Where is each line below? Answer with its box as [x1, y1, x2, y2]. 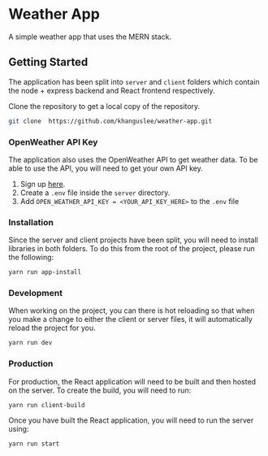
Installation [8, 216, 54, 228]
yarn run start [8, 440, 60, 448]
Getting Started [8, 55, 89, 69]
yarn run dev [8, 339, 53, 347]
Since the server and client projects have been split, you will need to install [8, 235, 258, 245]
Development [8, 288, 63, 299]
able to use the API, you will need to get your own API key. [8, 163, 203, 173]
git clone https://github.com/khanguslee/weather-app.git [8, 117, 213, 125]
